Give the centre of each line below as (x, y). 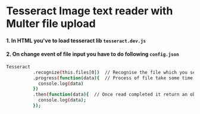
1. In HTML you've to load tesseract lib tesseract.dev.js (76, 41)
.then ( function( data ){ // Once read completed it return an (110, 95)
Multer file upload (51, 24)
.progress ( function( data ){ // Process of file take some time (113, 78)
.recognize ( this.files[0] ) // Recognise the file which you (110, 72)
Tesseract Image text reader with (90, 11)
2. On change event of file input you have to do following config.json (93, 54)
